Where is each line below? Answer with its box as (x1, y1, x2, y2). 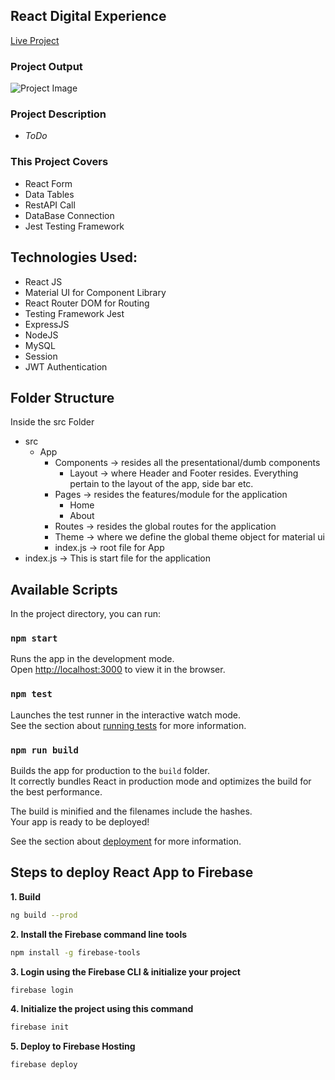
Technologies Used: (10, 249, 138, 266)
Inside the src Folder (10, 416, 95, 428)
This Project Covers (10, 155, 109, 169)
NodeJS (24, 329, 59, 341)
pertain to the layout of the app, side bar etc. (69, 478, 254, 490)
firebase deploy (10, 1060, 78, 1070)
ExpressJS (24, 318, 70, 330)
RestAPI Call (24, 199, 76, 211)
